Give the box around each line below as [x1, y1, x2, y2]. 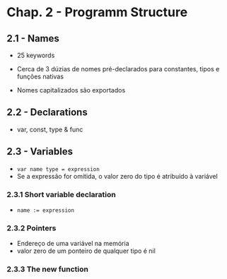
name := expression [16, 206, 75, 214]
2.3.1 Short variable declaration [6, 189, 116, 199]
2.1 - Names [6, 32, 59, 44]
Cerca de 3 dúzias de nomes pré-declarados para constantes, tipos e [16, 65, 220, 73]
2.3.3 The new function [6, 264, 89, 274]
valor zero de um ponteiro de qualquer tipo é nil [16, 247, 156, 255]
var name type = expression [16, 165, 100, 173]
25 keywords [16, 51, 55, 59]
